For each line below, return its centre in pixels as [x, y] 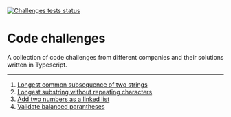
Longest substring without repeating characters [85, 92]
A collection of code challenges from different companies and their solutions [115, 57]
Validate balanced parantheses [61, 106]
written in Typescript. [37, 65]
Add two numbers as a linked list [63, 99]
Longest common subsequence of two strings [82, 84]
